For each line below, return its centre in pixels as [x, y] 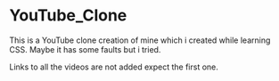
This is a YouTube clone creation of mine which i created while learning [140, 40]
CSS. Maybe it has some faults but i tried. [85, 49]
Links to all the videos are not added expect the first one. [114, 67]
